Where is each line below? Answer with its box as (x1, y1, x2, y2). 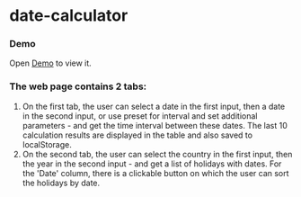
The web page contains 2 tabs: (9, 80, 147, 93)
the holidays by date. (22, 177, 101, 188)
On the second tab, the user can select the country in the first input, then (22, 148, 293, 159)
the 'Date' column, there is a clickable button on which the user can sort (22, 167, 289, 178)
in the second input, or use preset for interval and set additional (22, 110, 258, 121)
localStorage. (22, 139, 72, 149)
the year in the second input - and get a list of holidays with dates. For (22, 158, 282, 169)
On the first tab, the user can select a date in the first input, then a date (22, 101, 286, 112)
